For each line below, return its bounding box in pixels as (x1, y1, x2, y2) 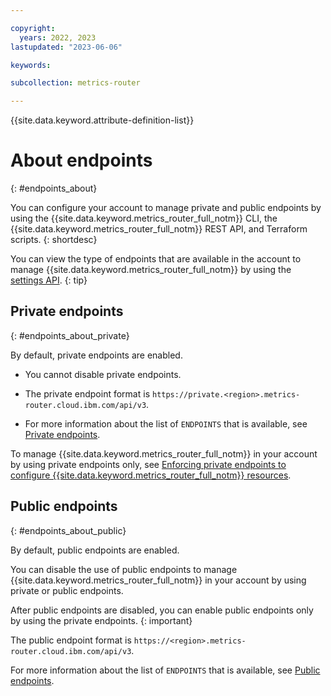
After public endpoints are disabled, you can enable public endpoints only (10, 604, 314, 616)
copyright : (10, 23, 56, 33)
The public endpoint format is (10, 634, 132, 646)
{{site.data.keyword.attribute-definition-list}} (10, 114, 195, 126)
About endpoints (10, 149, 153, 172)
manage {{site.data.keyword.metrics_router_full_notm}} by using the (10, 264, 292, 276)
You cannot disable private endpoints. (24, 368, 182, 380)
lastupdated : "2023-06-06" (10, 42, 123, 52)
